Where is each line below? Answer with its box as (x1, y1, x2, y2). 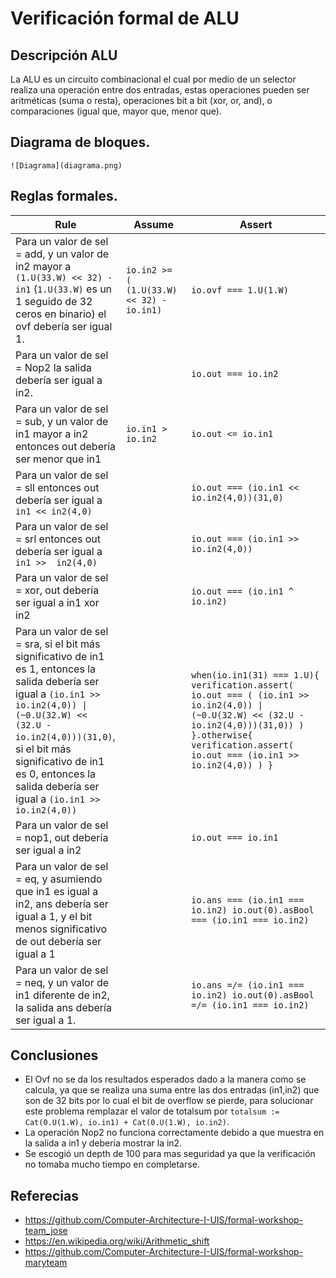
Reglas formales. (10, 188, 118, 205)
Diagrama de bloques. (10, 134, 151, 151)
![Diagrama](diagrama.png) (10, 160, 123, 171)
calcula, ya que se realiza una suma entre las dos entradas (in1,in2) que (24, 1084, 320, 1096)
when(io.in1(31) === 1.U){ (191, 669, 320, 681)
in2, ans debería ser (15, 897, 109, 911)
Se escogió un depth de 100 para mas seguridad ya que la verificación (24, 1148, 316, 1160)
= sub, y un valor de (15, 414, 109, 428)
